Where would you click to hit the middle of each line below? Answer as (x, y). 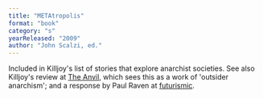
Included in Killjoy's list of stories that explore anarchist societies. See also (131, 68)
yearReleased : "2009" (45, 38)
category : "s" (32, 31)
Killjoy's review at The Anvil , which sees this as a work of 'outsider (119, 77)
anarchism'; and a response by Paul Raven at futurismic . (102, 86)
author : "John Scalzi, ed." (55, 46)
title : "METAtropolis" (46, 16)
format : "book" (34, 23)
